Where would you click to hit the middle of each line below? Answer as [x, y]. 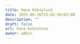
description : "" [22, 19]
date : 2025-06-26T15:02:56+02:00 [40, 15]
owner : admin [19, 33]
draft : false [19, 24]
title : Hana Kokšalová [29, 10]
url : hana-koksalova [27, 29]
